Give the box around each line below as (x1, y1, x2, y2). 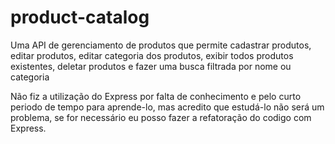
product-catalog (10, 6, 150, 29)
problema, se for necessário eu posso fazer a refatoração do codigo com (10, 111, 312, 123)
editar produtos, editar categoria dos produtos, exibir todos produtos (10, 49, 294, 61)
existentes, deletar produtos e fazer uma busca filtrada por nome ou (10, 60, 292, 72)
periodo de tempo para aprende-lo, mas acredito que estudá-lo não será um (10, 101, 325, 113)
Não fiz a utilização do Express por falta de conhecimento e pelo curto (10, 90, 302, 102)
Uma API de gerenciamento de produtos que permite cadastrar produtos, (10, 39, 312, 51)
